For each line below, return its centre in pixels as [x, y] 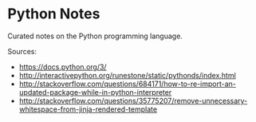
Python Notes [54, 14]
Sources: [22, 51]
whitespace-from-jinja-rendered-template [88, 109]
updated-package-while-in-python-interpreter [95, 92]
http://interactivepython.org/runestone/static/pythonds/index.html [127, 75]
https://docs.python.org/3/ [63, 67]
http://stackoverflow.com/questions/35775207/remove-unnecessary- [133, 100]
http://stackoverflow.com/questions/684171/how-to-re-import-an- [128, 84]
